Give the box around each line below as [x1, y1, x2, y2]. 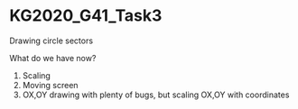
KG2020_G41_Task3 [9, 5, 163, 26]
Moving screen [22, 79, 79, 90]
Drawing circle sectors [9, 35, 93, 46]
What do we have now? [9, 52, 97, 63]
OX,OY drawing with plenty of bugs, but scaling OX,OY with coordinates [22, 89, 290, 100]
